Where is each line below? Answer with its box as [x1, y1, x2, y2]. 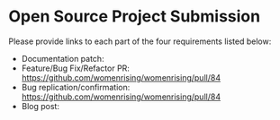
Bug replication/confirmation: [21, 81, 131, 92]
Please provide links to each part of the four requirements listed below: [8, 36, 272, 47]
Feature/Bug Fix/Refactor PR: [21, 63, 130, 73]
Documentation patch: [21, 53, 104, 64]
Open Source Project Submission [8, 6, 261, 27]
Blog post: [21, 100, 60, 111]
